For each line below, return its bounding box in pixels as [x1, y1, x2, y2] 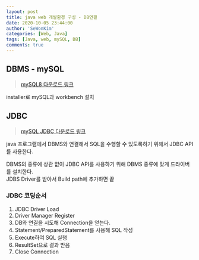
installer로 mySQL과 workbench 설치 [6, 93, 94, 100]
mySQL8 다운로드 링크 [20, 81, 74, 88]
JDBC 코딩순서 [6, 191, 47, 200]
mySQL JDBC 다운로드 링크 [20, 128, 86, 135]
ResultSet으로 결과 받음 [14, 241, 70, 248]
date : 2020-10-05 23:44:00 [6, 20, 73, 26]
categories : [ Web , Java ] [6, 31, 68, 37]
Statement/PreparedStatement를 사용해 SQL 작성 [14, 226, 133, 233]
